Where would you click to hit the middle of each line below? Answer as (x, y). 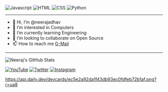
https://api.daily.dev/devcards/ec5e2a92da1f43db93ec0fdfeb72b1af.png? (81, 79)
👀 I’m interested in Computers (43, 27)
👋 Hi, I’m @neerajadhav (36, 22)
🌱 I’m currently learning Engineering (49, 33)
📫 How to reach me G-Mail (40, 43)
